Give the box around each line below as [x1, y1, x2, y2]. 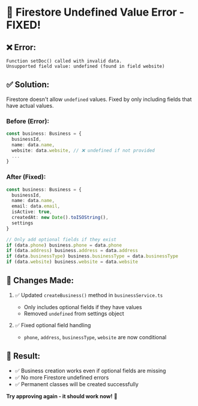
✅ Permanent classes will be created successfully [14, 380, 139, 387]
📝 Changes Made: [6, 275, 74, 286]
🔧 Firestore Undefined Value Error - [6, 5, 185, 19]
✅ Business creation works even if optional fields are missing [14, 367, 166, 374]
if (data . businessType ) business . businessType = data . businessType [6, 253, 179, 259]
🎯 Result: [6, 351, 41, 361]
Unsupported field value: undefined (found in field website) [6, 63, 165, 69]
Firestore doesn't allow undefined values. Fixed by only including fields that [6, 96, 192, 103]
